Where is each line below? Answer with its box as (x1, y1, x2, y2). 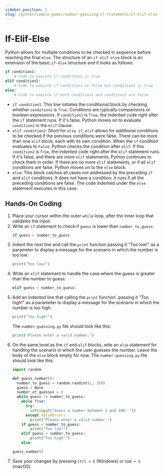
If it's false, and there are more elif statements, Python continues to (12, 154, 152, 159)
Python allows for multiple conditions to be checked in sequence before (5, 49, 151, 55)
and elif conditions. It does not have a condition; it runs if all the (12, 175, 144, 181)
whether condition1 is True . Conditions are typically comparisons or (12, 107, 151, 113)
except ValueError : (25, 413, 66, 418)
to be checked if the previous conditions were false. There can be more (12, 133, 158, 139)
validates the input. (12, 218, 51, 224)
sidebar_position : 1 (5, 7, 48, 12)
